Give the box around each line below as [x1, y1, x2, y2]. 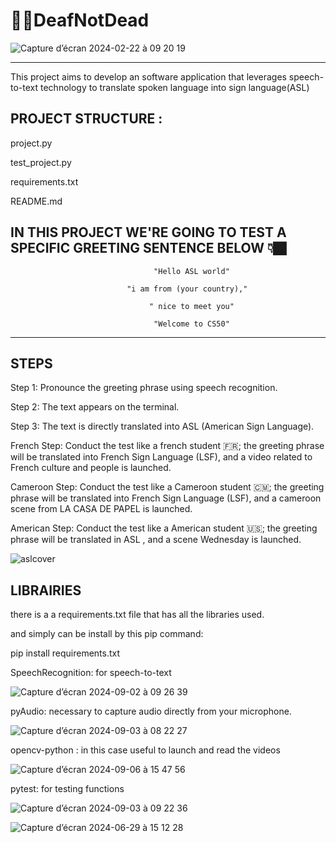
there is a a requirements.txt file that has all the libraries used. [10, 609, 265, 621]
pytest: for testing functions [10, 783, 125, 795]
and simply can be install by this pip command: [10, 628, 204, 640]
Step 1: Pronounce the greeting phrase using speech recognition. [10, 382, 278, 394]
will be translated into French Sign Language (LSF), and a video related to [10, 451, 313, 463]
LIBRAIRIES [10, 582, 82, 599]
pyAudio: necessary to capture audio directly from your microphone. [10, 705, 292, 718]
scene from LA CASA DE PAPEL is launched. [10, 503, 193, 515]
